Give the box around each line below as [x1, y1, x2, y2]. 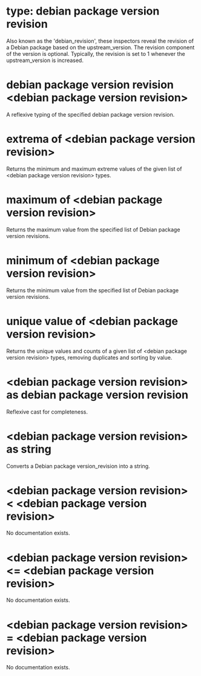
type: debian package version [6, 4, 160, 18]
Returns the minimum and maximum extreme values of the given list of [6, 165, 182, 172]
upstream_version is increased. [6, 56, 84, 64]
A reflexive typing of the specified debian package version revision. [6, 111, 175, 118]
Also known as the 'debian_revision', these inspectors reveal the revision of [6, 37, 194, 44]
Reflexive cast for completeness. [6, 408, 88, 415]
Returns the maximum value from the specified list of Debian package [6, 226, 180, 233]
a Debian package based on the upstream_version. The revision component [6, 44, 195, 51]
